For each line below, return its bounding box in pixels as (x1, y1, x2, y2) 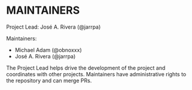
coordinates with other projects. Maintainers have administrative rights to (6, 70, 187, 77)
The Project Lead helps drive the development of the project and (6, 64, 166, 72)
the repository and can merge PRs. (6, 77, 92, 84)
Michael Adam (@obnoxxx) (14, 46, 82, 54)
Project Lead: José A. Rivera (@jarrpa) (6, 23, 101, 30)
